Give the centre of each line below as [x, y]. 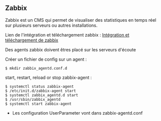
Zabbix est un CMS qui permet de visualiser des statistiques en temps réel [81, 20]
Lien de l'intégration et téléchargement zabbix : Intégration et [67, 35]
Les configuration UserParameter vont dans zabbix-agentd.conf [78, 113]
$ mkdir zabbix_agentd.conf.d [36, 68]
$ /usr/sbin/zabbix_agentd [33, 99]
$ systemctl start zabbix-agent [38, 104]
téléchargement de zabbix [32, 40]
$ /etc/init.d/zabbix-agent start [41, 91]
